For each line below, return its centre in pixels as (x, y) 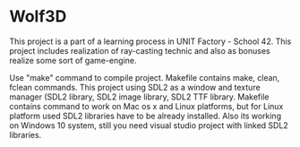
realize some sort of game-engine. (73, 60)
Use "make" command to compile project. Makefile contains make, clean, (145, 77)
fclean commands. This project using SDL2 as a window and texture (135, 87)
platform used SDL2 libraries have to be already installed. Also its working (146, 116)
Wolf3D (38, 17)
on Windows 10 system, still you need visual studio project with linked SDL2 (149, 125)
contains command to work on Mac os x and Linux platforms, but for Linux (146, 106)
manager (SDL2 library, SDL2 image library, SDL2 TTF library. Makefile (139, 97)
